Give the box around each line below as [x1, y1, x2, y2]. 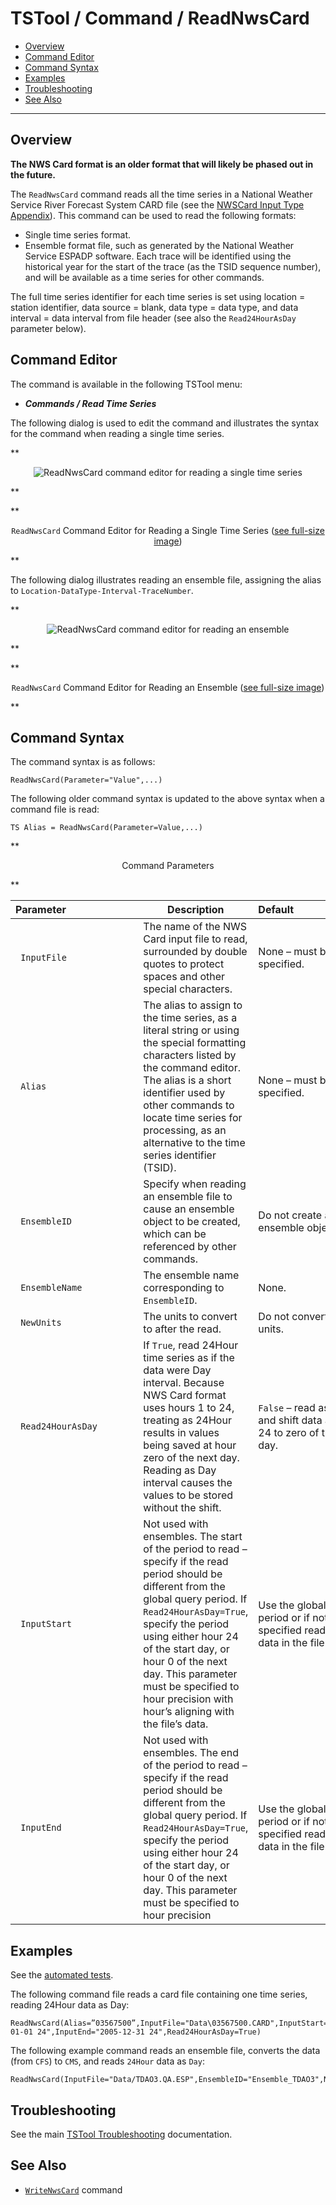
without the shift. [143, 1501, 222, 1515]
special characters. [143, 982, 233, 996]
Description [167, 903, 225, 917]
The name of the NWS [143, 920, 248, 934]
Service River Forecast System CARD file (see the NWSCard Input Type [10, 198, 305, 211]
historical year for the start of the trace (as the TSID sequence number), [24, 260, 322, 272]
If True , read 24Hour [143, 1338, 239, 1352]
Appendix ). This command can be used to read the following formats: [10, 209, 297, 221]
